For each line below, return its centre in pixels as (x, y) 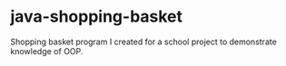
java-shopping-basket (97, 17)
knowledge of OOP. (47, 51)
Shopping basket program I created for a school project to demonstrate (144, 42)
